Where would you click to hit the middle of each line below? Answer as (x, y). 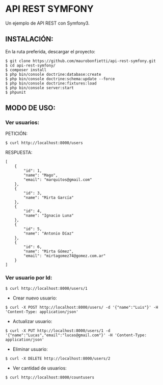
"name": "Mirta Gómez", (49, 251)
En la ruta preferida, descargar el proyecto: (50, 51)
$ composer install (26, 70)
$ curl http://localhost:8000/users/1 (46, 288)
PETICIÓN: (17, 134)
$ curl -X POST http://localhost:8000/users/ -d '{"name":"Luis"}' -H (82, 307)
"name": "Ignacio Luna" (49, 216)
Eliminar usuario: (30, 349)
